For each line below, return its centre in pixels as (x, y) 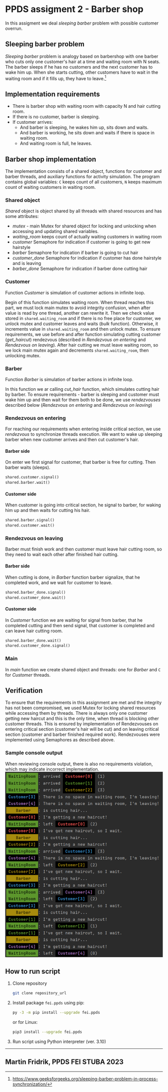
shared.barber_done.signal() (35, 592)
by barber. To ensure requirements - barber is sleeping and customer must (82, 394)
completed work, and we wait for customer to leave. (59, 583)
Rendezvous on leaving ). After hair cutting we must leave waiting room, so (82, 345)
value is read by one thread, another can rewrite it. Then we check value (80, 313)
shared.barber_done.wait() (33, 640)
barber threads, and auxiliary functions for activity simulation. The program (82, 177)
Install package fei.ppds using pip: (48, 1003)
